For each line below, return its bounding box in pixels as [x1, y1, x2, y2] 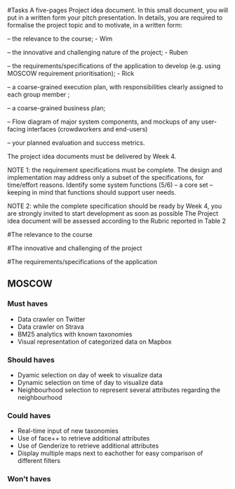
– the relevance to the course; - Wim [7, 34, 113, 43]
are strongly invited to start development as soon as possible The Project [7, 209, 219, 217]
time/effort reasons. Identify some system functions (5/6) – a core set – [7, 181, 213, 189]
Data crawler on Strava [17, 322, 84, 331]
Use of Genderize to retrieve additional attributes [17, 442, 159, 450]
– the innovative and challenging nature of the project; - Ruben [7, 48, 188, 56]
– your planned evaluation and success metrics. [7, 138, 145, 147]
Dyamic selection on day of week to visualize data [17, 370, 163, 379]
